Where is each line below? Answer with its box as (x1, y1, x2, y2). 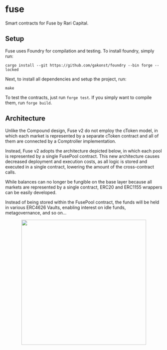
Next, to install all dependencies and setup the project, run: (5, 76, 127, 82)
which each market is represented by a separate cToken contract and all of (5, 132, 159, 138)
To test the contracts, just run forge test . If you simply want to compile (5, 94, 152, 100)
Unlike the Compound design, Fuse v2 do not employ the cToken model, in (5, 127, 158, 133)
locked (5, 67, 19, 72)
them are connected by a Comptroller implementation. (5, 138, 116, 144)
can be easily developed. (5, 189, 57, 195)
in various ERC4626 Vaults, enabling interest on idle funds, (5, 204, 126, 210)
